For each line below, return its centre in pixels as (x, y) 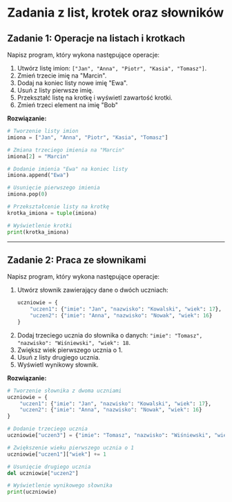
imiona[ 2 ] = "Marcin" (38, 156)
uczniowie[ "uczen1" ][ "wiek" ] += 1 (57, 454)
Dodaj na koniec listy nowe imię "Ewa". (72, 83)
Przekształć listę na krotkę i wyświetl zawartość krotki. (95, 97)
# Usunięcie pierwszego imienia (54, 188)
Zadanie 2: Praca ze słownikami (77, 260)
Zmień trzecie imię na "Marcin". (62, 75)
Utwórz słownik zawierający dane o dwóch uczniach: (93, 290)
